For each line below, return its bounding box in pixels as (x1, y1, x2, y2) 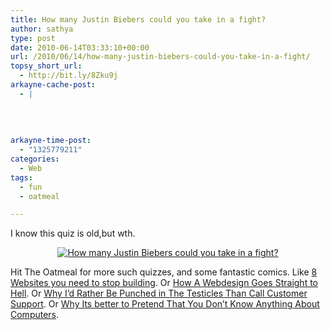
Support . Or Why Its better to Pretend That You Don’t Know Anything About (10, 298, 320, 310)
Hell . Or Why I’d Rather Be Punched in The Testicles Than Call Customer (10, 287, 308, 300)
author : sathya (10, 24, 74, 34)
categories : (10, 154, 60, 164)
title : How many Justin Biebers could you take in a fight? (10, 14, 267, 25)
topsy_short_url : (10, 61, 83, 71)
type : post (10, 33, 56, 43)
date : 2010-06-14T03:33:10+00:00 (10, 42, 150, 53)
